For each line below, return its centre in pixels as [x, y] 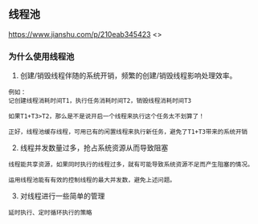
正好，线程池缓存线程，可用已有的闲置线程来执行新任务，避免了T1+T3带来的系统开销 [128, 132]
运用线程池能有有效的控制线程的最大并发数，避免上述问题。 [92, 180]
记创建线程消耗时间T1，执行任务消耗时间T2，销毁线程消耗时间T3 [100, 101]
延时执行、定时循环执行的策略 [50, 213]
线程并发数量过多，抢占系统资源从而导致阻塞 [94, 148]
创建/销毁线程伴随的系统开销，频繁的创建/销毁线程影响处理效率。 [128, 75]
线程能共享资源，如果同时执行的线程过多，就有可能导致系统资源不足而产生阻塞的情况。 [131, 165]
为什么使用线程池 [41, 56]
